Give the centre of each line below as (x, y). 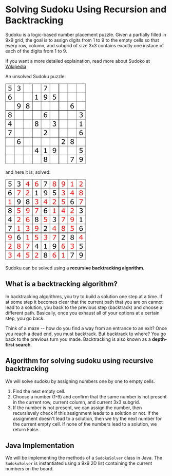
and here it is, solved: (28, 172)
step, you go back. (25, 318)
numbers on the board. (30, 469)
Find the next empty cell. (39, 391)
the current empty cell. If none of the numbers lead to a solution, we (85, 424)
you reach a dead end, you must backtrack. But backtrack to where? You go (86, 334)
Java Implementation (40, 445)
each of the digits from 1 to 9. (36, 51)
